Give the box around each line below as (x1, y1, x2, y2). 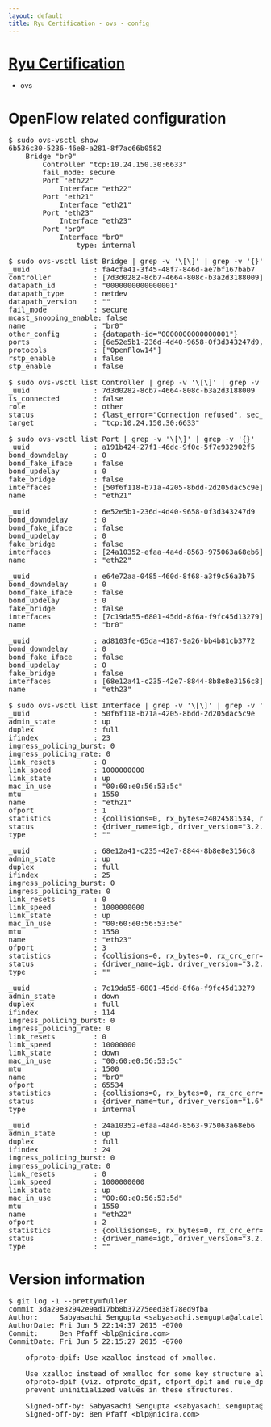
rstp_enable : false (8, 354, 123, 363)
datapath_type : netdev (8, 289, 128, 299)
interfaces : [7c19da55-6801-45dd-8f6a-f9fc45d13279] (8, 612, 264, 622)
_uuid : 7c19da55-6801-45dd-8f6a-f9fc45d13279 (8, 984, 256, 993)
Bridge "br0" (25, 152, 77, 162)
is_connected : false (8, 394, 123, 404)
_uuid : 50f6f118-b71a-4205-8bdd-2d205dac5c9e (8, 709, 256, 719)
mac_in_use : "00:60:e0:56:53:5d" (8, 1194, 183, 1203)
